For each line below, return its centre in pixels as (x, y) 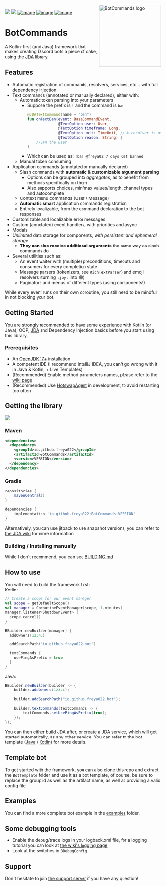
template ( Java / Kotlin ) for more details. (46, 742)
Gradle (13, 481)
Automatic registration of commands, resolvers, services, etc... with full (85, 84)
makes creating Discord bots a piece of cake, (51, 51)
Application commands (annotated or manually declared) (70, 167)
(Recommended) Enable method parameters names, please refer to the (85, 374)
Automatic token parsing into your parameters (66, 100)
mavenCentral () (30, 496)
